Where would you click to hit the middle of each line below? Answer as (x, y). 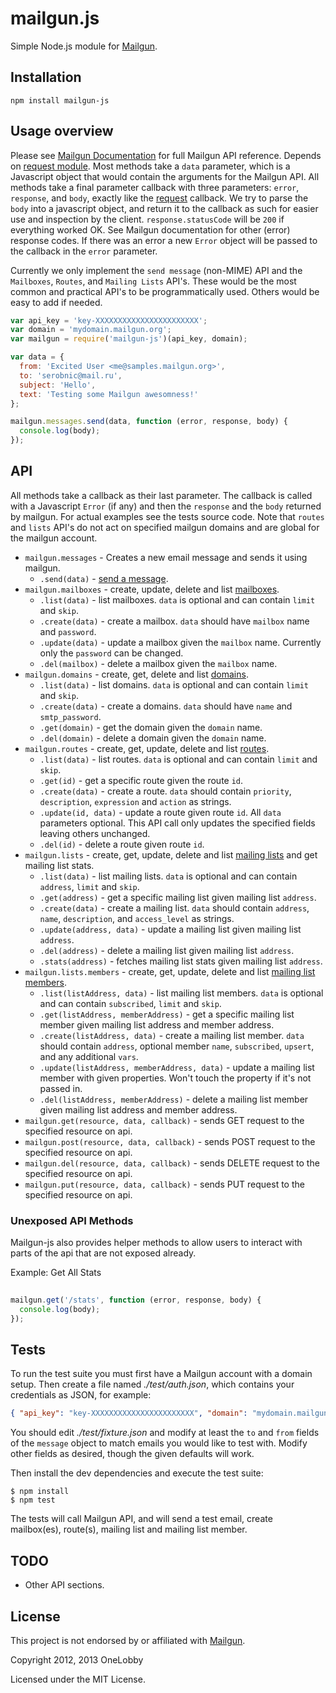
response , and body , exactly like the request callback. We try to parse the (159, 198)
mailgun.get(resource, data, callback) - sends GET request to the (164, 1120)
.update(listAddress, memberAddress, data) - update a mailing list (177, 1067)
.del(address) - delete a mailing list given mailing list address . (167, 950)
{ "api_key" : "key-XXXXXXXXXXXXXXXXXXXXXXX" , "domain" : (129, 1413)
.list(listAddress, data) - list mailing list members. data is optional (181, 993)
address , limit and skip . (89, 886)
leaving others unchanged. (95, 833)
